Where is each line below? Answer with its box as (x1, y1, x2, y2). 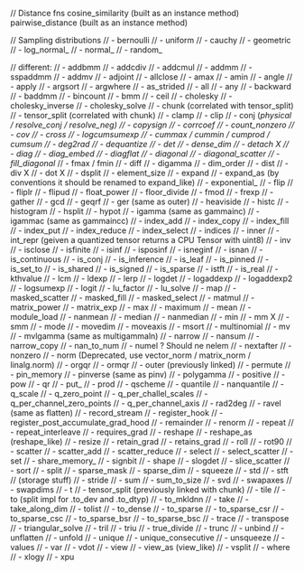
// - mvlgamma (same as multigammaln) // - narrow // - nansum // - (10, 331, 260, 342)
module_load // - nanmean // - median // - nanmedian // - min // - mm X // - (10, 312, 290, 322)
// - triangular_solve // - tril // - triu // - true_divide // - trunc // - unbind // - (10, 523, 285, 533)
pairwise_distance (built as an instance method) (10, 17, 189, 28)
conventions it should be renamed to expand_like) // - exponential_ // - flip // (10, 177, 294, 188)
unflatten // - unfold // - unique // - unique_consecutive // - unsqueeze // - (10, 532, 285, 543)
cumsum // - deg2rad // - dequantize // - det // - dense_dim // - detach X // (10, 139, 290, 149)
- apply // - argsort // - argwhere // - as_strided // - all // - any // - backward (10, 81, 292, 91)
